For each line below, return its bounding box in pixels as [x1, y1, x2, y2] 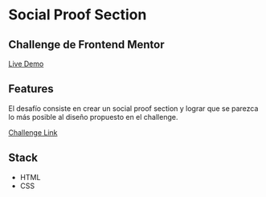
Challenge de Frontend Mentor [8, 38, 165, 51]
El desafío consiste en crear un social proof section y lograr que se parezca [8, 103, 259, 113]
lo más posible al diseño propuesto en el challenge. [8, 112, 178, 121]
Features [8, 82, 54, 96]
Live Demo [8, 59, 44, 68]
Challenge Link [8, 127, 58, 137]
